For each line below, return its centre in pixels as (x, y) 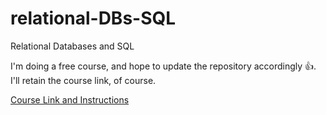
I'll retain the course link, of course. (83, 80)
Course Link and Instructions (70, 99)
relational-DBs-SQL (93, 18)
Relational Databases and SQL (72, 46)
